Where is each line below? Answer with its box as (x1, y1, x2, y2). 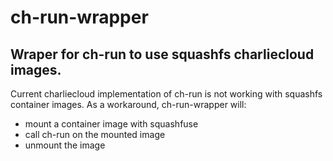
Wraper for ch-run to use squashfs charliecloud (10, 46, 315, 63)
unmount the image (24, 139, 106, 151)
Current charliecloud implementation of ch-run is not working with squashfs (10, 88, 323, 100)
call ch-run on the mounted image (24, 129, 166, 140)
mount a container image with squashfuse (24, 118, 199, 130)
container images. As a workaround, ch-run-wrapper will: (10, 99, 247, 110)
